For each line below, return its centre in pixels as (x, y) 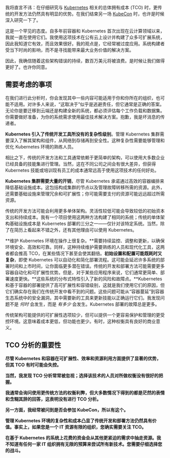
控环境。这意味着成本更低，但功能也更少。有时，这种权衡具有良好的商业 (80, 321)
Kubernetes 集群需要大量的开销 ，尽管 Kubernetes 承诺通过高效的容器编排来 (85, 181)
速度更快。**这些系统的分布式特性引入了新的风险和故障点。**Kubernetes (86, 279)
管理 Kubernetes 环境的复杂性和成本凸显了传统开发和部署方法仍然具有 (79, 420)
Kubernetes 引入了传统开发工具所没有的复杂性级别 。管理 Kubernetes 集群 (83, 134)
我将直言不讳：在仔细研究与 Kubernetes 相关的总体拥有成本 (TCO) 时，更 (81, 7)
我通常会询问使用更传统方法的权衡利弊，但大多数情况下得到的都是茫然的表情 (85, 392)
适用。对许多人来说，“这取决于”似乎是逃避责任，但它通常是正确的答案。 (89, 104)
